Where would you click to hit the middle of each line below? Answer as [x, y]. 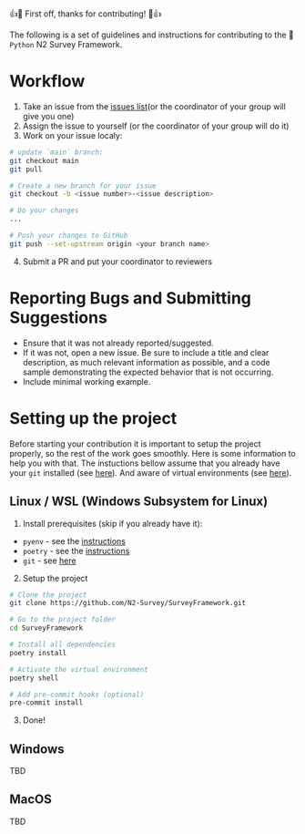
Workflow [47, 82]
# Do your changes [44, 211]
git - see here [49, 561]
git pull [26, 169]
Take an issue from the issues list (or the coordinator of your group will [154, 106]
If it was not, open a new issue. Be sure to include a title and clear [146, 352]
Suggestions [58, 317]
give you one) [48, 116]
